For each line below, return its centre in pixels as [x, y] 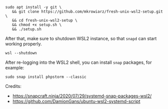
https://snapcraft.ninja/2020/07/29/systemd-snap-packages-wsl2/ [82, 96]
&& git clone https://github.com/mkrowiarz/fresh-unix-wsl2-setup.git [88, 12]
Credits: [13, 86]
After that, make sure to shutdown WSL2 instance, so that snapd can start [81, 38]
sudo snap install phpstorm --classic [46, 77]
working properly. [23, 44]
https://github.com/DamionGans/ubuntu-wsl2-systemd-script [76, 101]
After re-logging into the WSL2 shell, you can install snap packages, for [79, 62]
